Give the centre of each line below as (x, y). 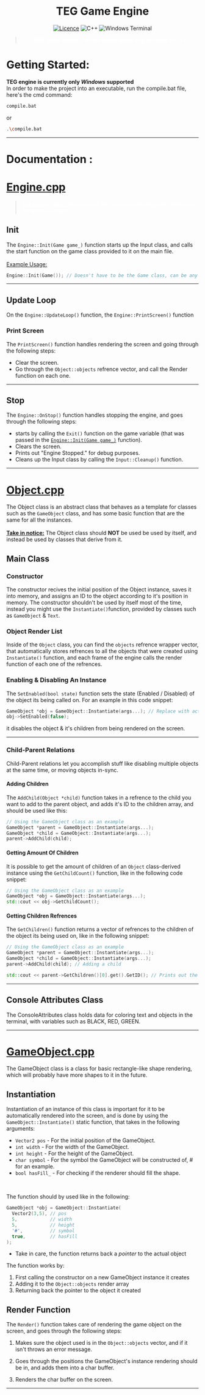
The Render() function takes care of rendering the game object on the (94, 1325)
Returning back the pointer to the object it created (78, 1290)
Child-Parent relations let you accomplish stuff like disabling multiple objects (103, 763)
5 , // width (42, 1219)
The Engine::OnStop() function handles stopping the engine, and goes (95, 415)
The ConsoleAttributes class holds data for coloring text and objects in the (100, 1015)
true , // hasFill (45, 1236)
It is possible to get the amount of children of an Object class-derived (94, 866)
